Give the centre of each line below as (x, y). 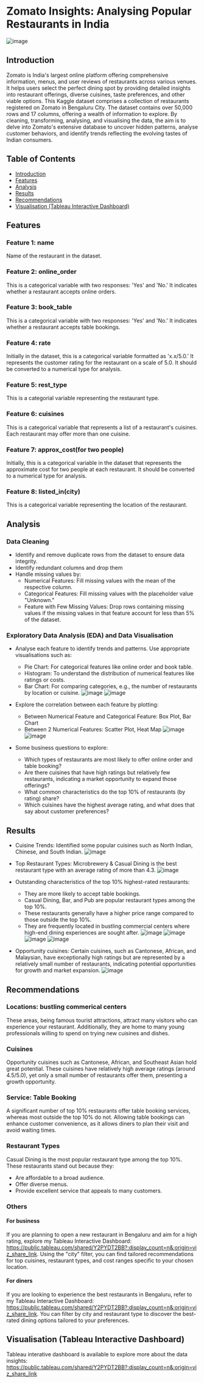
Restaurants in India (58, 24)
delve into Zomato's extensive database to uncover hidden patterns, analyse (102, 127)
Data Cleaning (28, 541)
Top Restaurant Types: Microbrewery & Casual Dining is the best (96, 864)
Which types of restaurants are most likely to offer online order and (108, 760)
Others (17, 1206)
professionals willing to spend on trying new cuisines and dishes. (88, 1033)
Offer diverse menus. (42, 1184)
